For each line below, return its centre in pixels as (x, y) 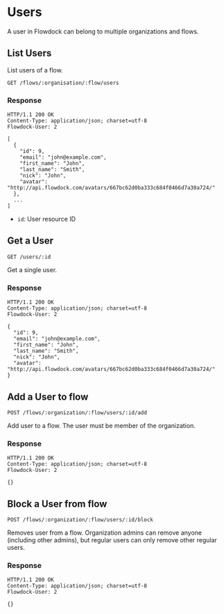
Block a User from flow (57, 504)
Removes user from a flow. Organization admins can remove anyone (105, 533)
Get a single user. (32, 269)
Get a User (31, 241)
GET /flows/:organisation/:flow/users (63, 83)
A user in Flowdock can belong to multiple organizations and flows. (103, 31)
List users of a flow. (35, 70)
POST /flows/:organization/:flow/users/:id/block (80, 520)
